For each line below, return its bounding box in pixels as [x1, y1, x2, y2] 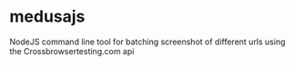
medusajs [9, 6, 86, 27]
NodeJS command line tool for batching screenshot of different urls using [9, 36, 286, 47]
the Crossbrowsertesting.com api [9, 45, 135, 56]
